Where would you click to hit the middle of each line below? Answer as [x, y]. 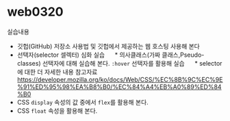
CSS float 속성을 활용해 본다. [57, 111]
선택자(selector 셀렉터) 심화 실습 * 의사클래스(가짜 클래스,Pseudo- [111, 55]
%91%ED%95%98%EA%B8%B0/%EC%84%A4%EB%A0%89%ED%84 [119, 87]
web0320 [35, 12]
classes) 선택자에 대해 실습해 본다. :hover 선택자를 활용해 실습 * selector [119, 63]
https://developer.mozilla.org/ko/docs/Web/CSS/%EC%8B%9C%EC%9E [120, 79]
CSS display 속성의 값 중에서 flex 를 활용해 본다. [82, 102]
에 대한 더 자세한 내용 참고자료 [57, 72]
